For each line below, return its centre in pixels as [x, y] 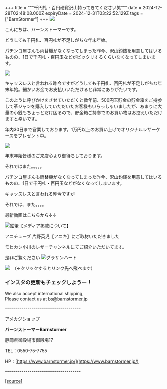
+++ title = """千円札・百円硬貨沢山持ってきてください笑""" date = [73, 7]
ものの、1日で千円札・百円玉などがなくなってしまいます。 [65, 183]
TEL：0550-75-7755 [26, 351]
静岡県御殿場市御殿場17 [29, 340]
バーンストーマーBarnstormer [36, 330]
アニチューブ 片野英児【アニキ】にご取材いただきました [62, 236]
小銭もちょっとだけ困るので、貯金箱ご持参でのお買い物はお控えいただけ [88, 112]
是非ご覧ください [23, 258]
